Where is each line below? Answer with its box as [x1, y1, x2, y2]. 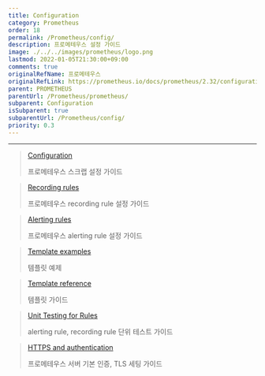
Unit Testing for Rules [27, 311, 99, 320]
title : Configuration [8, 11, 80, 20]
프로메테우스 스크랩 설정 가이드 [27, 166, 123, 176]
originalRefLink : [8, 77, 65, 85]
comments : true [8, 63, 58, 71]
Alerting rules [27, 214, 72, 224]
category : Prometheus [8, 19, 80, 27]
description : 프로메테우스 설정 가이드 [8, 41, 121, 49]
